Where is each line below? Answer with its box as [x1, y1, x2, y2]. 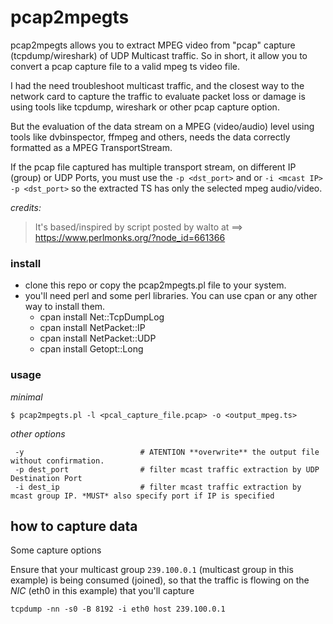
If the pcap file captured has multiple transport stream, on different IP [10, 161, 297, 173]
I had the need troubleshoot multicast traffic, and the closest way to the [10, 79, 305, 91]
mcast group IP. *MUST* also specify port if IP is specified [10, 491, 275, 501]
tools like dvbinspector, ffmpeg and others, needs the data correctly [10, 131, 291, 143]
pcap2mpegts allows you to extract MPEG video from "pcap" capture [10, 39, 296, 51]
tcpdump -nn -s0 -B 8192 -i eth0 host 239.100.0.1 [10, 604, 226, 615]
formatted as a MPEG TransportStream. [10, 141, 173, 153]
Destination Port [10, 473, 83, 483]
